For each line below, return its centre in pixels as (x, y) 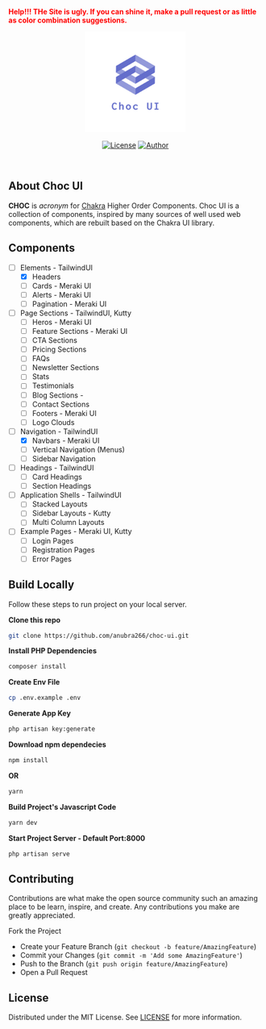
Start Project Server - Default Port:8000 (77, 838)
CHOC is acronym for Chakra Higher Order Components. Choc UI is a (124, 206)
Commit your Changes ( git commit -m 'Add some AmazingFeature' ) (131, 956)
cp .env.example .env (45, 698)
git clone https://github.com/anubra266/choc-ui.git (99, 635)
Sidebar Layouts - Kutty (71, 513)
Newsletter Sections (65, 368)
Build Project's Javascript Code (62, 806)
